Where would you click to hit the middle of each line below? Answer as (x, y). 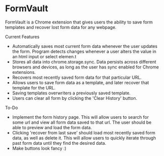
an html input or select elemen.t (44, 56)
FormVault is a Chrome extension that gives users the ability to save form (79, 22)
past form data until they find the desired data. (59, 143)
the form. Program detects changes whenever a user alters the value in (84, 51)
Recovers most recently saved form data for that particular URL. (77, 77)
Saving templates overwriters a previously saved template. (71, 93)
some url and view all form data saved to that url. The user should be (82, 122)
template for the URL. (34, 88)
